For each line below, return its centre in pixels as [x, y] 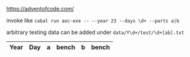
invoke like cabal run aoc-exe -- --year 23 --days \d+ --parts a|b [93, 20]
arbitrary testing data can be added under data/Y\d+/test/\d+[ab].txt [95, 32]
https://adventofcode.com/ [40, 9]
